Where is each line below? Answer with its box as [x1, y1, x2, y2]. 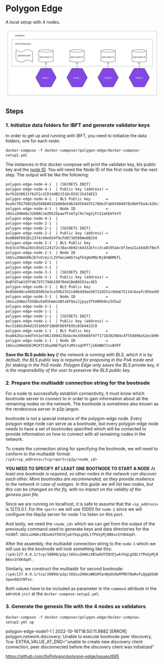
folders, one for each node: [5, 138, 60, 144]
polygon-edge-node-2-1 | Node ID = [5, 250, 109, 256]
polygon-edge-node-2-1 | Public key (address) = [5, 231, 109, 236]
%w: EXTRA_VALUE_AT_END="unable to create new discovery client [5, 639, 143, 644]
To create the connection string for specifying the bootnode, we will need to [5, 446, 158, 452]
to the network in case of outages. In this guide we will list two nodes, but [5, 481, 153, 487]
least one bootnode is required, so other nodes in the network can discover [5, 471, 157, 477]
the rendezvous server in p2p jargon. [5, 406, 80, 412]
